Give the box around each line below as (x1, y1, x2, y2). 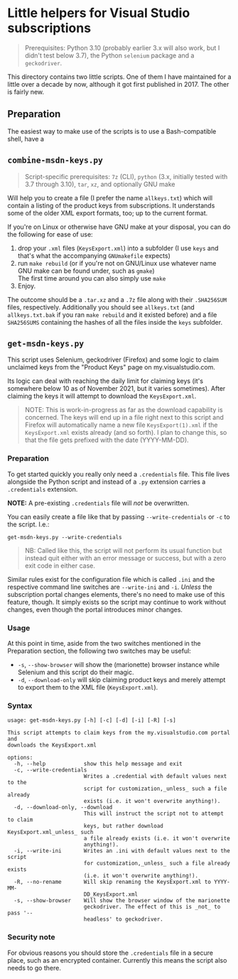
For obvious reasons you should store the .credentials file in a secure (7, 948, 213, 957)
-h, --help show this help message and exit (13, 760, 183, 768)
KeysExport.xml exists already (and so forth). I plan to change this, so (24, 428, 227, 437)
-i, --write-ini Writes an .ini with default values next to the (13, 848, 231, 855)
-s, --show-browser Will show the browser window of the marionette (13, 897, 231, 904)
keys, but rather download (83, 823, 163, 830)
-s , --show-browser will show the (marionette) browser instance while (17, 660, 220, 669)
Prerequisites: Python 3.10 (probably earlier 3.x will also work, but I (24, 43, 220, 52)
